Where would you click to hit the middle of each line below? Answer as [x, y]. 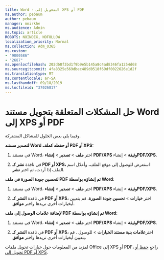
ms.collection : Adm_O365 [30, 46]
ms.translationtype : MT [29, 74]
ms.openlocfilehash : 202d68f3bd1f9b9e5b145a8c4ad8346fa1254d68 [71, 65]
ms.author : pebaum [24, 14]
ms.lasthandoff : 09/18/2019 [34, 83]
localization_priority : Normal [37, 42]
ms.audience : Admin [25, 28]
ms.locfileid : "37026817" [31, 87]
